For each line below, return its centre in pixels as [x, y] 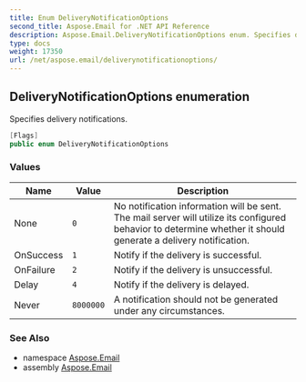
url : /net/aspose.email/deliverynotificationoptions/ [114, 60]
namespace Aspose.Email [71, 358]
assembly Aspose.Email [67, 367]
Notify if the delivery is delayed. [181, 285]
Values [25, 167]
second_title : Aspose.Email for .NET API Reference [109, 26]
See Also [30, 337]
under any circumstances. [169, 310]
